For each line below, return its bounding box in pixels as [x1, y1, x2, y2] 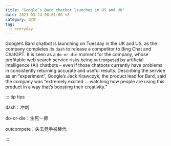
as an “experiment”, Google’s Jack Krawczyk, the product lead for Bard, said [5, 73, 166, 79]
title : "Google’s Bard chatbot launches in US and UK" [5, 7, 125, 13]
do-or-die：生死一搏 [5, 115, 49, 121]
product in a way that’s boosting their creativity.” [5, 84, 108, 90]
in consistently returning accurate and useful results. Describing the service [5, 67, 165, 74]
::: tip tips [5, 94, 25, 100]
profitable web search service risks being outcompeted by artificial [5, 57, 144, 63]
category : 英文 [5, 17, 36, 22]
